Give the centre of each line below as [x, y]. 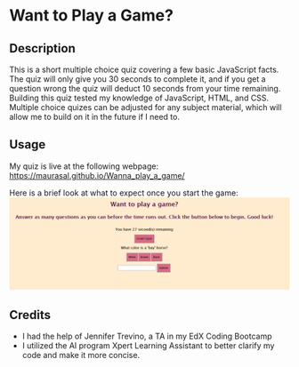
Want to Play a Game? [91, 16]
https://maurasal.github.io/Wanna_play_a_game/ [97, 175]
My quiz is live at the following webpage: [84, 166]
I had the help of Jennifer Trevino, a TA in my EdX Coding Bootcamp [147, 336]
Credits [30, 315]
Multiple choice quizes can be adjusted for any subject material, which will [145, 107]
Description [42, 48]
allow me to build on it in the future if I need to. [95, 117]
